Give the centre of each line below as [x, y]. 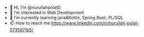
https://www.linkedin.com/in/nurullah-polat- [95, 23]
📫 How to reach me [30, 23]
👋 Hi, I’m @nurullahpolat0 [35, 7]
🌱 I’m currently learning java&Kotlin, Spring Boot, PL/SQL [66, 18]
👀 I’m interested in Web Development [47, 12]
